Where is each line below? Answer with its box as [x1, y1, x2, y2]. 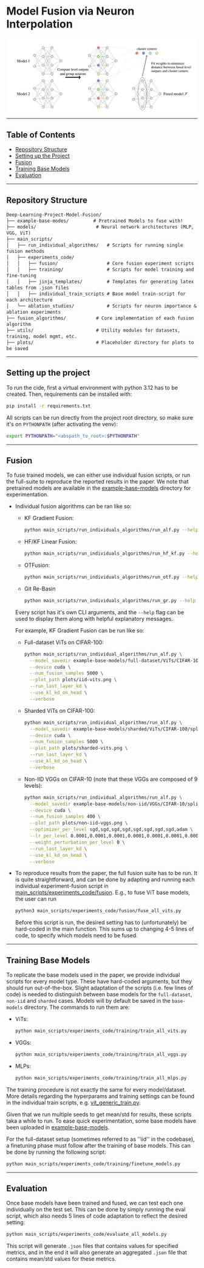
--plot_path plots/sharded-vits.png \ [29, 745, 128, 752]
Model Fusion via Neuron [6, 4, 135, 18]
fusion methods [6, 248, 45, 254]
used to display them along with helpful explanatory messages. [15, 615, 174, 622]
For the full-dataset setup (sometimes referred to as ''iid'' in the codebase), [6, 1135, 195, 1143]
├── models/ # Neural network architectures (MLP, [6, 224, 194, 230]
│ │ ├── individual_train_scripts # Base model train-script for [6, 291, 186, 297]
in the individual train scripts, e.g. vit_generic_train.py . [6, 1099, 141, 1106]
